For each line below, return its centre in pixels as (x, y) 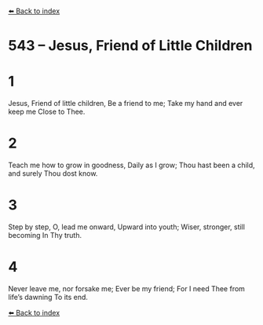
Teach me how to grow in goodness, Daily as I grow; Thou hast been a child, (131, 165)
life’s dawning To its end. (48, 297)
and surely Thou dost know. (53, 173)
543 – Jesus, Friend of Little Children (130, 46)
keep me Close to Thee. (47, 111)
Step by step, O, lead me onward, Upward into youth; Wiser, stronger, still (127, 227)
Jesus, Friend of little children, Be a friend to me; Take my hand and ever (126, 104)
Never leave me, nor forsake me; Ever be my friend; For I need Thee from (127, 288)
